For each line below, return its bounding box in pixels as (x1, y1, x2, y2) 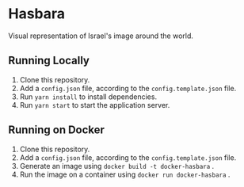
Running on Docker (8, 124, 105, 137)
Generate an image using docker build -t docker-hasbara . (19, 161, 215, 170)
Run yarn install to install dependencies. (19, 92, 157, 101)
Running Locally (8, 54, 90, 67)
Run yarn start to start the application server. (19, 100, 170, 109)
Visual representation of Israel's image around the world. (8, 31, 194, 40)
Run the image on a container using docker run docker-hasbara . (19, 170, 231, 179)
